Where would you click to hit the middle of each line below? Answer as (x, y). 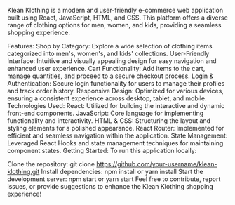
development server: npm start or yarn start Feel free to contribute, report (114, 179)
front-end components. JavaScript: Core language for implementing (106, 113)
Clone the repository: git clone (51, 164)
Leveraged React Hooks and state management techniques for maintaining (115, 143)
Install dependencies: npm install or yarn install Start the (122, 172)
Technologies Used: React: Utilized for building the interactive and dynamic (116, 106)
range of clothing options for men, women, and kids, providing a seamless (115, 25)
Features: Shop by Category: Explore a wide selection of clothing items (110, 46)
